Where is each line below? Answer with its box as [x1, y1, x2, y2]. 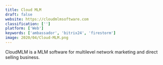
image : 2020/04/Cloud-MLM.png [5, 35, 69, 40]
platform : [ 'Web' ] [5, 26, 44, 31]
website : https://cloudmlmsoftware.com [5, 16, 89, 21]
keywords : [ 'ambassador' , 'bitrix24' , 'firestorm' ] [5, 30, 116, 35]
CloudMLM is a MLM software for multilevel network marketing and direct [5, 48, 158, 55]
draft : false [5, 12, 33, 17]
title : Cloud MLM [5, 7, 42, 12]
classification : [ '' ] [5, 21, 51, 26]
